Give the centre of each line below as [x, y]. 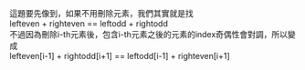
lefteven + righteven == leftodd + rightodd [89, 24]
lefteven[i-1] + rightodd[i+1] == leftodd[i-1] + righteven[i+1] [120, 56]
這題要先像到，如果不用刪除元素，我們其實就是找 [101, 13]
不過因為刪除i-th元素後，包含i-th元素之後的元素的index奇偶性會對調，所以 [149, 34]
